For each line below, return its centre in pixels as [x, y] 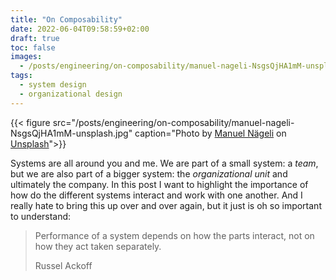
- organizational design [71, 94]
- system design [53, 85]
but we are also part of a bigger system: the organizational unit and [149, 173]
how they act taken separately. [98, 246]
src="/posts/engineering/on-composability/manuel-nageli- [173, 122]
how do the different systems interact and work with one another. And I [156, 195]
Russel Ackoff [63, 265]
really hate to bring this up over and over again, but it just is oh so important [166, 205]
